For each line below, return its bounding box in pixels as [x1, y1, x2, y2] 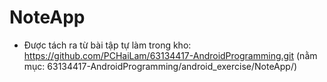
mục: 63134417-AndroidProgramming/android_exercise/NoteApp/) [23, 60, 298, 72]
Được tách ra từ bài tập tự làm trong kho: [23, 39, 192, 51]
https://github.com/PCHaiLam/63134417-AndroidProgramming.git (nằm [23, 49, 318, 61]
